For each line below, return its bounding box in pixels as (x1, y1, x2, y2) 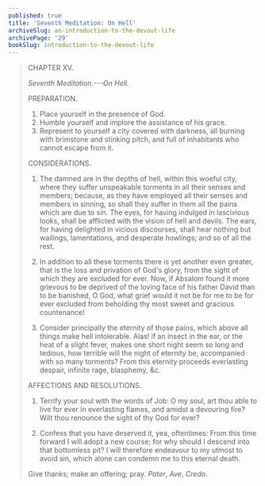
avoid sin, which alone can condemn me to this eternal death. (39, 454, 240, 464)
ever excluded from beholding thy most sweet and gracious (39, 299, 235, 309)
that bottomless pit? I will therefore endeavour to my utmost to (39, 445, 244, 455)
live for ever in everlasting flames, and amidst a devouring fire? (39, 405, 246, 414)
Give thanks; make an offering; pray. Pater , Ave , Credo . (27, 469, 208, 479)
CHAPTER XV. (27, 63, 74, 72)
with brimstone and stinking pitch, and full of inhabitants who (39, 134, 240, 144)
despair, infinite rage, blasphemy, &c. (39, 365, 161, 375)
